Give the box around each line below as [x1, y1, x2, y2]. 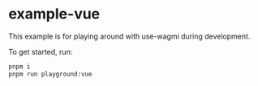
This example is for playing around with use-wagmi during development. [8, 31, 251, 41]
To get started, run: [8, 47, 73, 56]
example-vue [8, 5, 101, 23]
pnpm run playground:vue [8, 70, 92, 78]
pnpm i [8, 62, 31, 71]
